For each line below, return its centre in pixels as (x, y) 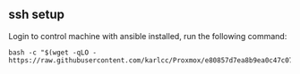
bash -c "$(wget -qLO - (53, 53)
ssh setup (36, 15)
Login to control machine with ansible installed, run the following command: (148, 36)
